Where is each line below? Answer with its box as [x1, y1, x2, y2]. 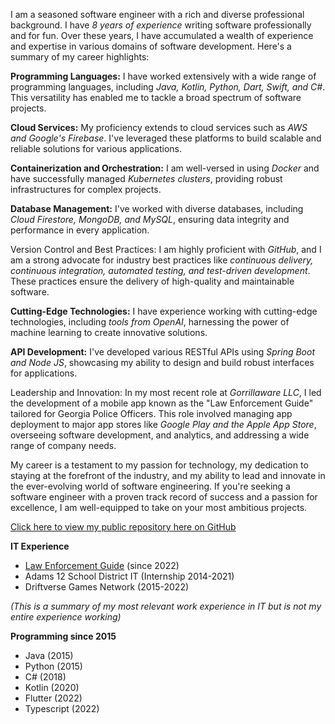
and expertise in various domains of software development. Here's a [10, 40, 292, 52]
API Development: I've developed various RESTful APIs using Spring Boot [10, 346, 316, 358]
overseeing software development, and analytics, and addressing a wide [10, 429, 310, 441]
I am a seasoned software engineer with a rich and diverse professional [10, 9, 305, 20]
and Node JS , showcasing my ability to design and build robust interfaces [10, 357, 315, 368]
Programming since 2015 [10, 630, 117, 642]
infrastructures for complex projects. [10, 184, 162, 195]
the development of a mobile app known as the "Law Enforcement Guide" [10, 397, 314, 409]
